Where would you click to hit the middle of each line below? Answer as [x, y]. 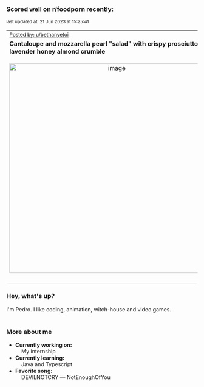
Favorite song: [34, 371]
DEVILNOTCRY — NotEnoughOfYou [66, 377]
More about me [29, 332]
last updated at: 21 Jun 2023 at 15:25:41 [48, 22]
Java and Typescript [47, 364]
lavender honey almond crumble [57, 52]
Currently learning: [40, 358]
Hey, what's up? [31, 296]
